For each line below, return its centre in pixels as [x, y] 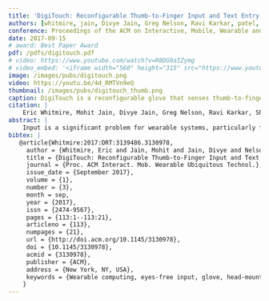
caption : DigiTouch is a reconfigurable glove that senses [109, 98]
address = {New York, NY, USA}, [80, 270]
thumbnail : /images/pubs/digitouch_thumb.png [85, 90]
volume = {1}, [50, 180]
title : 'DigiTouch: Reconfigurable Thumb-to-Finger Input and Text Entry [134, 16]
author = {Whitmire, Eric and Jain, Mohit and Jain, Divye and [134, 150]
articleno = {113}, [58, 225]
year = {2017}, [52, 202]
